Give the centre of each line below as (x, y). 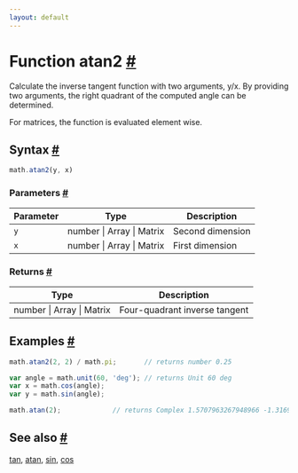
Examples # (42, 341)
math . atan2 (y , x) (41, 170)
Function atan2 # (73, 61)
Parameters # (39, 193)
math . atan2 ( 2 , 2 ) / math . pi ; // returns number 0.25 (121, 362)
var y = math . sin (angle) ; (57, 394)
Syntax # (35, 150)
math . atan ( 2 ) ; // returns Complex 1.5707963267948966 (134, 410)
